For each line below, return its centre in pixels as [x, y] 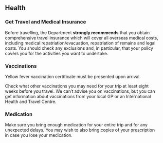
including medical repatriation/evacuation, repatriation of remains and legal [80, 43]
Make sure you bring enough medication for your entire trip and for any [76, 125]
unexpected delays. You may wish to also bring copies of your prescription [80, 130]
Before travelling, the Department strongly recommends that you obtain [77, 32]
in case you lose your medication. [39, 135]
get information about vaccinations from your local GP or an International [78, 96]
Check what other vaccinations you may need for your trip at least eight [77, 86]
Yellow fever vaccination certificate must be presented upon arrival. [73, 76]
